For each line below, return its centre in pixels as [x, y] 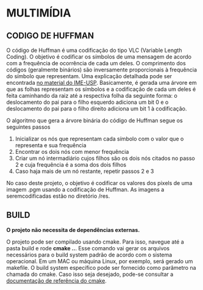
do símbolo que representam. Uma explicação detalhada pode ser [89, 76]
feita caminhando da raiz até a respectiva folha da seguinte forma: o [92, 96]
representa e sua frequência [51, 145]
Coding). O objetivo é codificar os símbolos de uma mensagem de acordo [99, 57]
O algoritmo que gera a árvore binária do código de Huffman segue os [94, 120]
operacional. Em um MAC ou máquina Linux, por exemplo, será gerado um [100, 261]
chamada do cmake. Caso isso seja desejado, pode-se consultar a [90, 274]
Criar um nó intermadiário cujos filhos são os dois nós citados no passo [105, 158]
